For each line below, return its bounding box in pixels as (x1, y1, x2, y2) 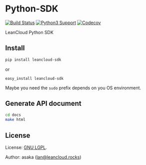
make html (5, 117, 26, 122)
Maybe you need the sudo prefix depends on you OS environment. (5, 85, 141, 91)
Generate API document (5, 99, 81, 108)
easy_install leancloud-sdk (5, 76, 64, 81)
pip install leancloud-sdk (5, 57, 61, 62)
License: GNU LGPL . (5, 144, 47, 150)
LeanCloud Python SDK (5, 29, 54, 35)
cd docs (5, 112, 21, 118)
